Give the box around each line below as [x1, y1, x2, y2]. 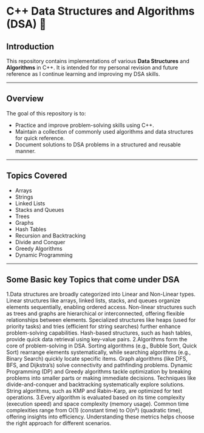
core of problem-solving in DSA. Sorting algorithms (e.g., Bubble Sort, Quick [6, 342, 197, 350]
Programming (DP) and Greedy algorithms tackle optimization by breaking [6, 368, 191, 375]
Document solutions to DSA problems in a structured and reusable [15, 141, 181, 148]
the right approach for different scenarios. [6, 420, 111, 427]
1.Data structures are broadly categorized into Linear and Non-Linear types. [6, 290, 195, 298]
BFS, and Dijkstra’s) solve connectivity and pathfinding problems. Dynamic [6, 361, 193, 369]
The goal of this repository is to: [6, 109, 86, 117]
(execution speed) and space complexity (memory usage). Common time [6, 400, 189, 407]
